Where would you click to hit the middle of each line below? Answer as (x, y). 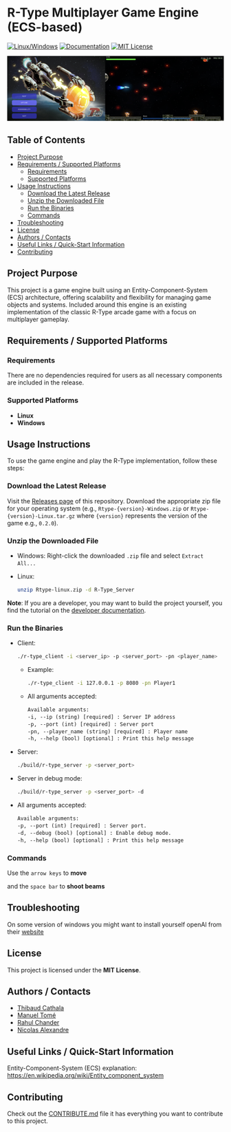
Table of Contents (46, 140)
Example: (40, 670)
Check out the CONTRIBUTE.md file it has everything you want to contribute (115, 1113)
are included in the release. (46, 382)
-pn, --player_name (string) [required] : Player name (107, 731)
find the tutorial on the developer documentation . (77, 610)
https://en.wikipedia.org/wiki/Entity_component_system (85, 1076)
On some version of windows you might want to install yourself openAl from (114, 924)
